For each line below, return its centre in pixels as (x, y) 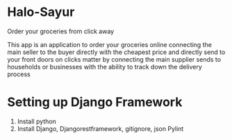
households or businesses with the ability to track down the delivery (105, 67)
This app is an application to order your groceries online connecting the (109, 44)
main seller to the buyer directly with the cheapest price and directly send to (116, 52)
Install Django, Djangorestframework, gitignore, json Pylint (100, 128)
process (19, 74)
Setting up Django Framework (95, 102)
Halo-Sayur (41, 12)
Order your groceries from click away (61, 31)
